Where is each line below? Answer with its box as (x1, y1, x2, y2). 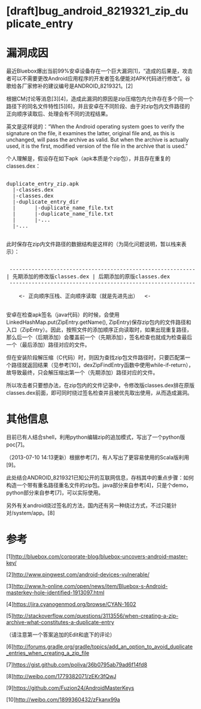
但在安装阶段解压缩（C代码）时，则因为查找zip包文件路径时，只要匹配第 (6, 354, 185, 361)
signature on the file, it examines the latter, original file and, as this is (6, 130, 175, 137)
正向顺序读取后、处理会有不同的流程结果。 (6, 110, 111, 118)
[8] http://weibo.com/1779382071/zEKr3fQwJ (6, 673, 117, 680)
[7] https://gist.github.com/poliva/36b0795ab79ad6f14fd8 (6, 661, 148, 668)
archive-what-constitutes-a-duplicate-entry (6, 619, 115, 625)
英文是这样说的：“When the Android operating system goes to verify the (6, 123, 184, 130)
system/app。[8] (13, 510, 55, 517)
